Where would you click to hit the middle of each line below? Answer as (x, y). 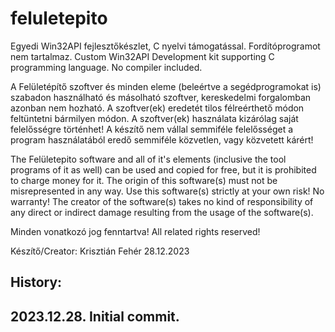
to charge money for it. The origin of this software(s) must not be (144, 180)
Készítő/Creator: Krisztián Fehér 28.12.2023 (100, 251)
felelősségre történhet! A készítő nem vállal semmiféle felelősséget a (152, 129)
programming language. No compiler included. (106, 67)
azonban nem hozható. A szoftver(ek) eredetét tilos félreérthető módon (157, 108)
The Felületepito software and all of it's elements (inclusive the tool (148, 159)
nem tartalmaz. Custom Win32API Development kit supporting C (142, 56)
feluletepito (59, 18)
